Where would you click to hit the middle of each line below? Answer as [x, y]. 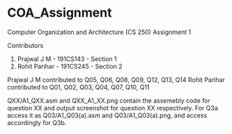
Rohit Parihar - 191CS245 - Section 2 [70, 66]
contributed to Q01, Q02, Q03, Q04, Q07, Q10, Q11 [78, 87]
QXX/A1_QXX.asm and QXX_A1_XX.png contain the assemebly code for [109, 100]
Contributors [25, 45]
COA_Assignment [60, 13]
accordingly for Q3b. [37, 122]
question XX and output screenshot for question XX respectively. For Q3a [113, 108]
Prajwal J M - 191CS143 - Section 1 [67, 59]
